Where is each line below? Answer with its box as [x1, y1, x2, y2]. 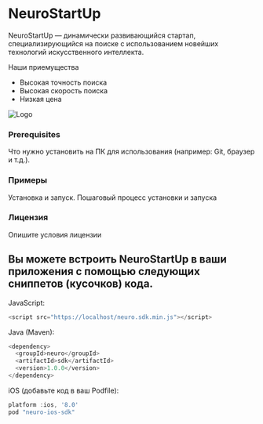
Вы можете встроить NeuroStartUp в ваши [8, 252, 227, 266]
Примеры [8, 175, 48, 186]
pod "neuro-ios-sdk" [8, 408, 76, 416]
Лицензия [8, 212, 49, 223]
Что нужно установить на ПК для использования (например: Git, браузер [8, 147, 255, 157]
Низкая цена [19, 94, 62, 103]
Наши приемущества [8, 62, 79, 71]
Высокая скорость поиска [19, 85, 108, 95]
